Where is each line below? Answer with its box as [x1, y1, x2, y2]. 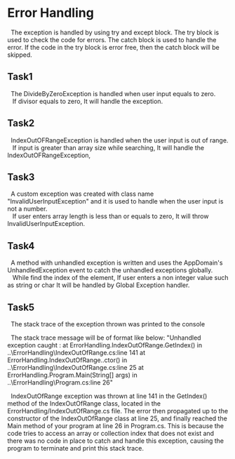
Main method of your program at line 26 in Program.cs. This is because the [7, 422, 224, 430]
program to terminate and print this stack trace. [7, 444, 144, 452]
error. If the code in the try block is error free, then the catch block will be [7, 43, 220, 51]
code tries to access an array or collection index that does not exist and [7, 430, 215, 437]
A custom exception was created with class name [10, 189, 154, 198]
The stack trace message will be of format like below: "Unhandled [10, 333, 201, 342]
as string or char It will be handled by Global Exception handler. [7, 281, 190, 289]
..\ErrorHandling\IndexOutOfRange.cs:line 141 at [7, 349, 146, 357]
